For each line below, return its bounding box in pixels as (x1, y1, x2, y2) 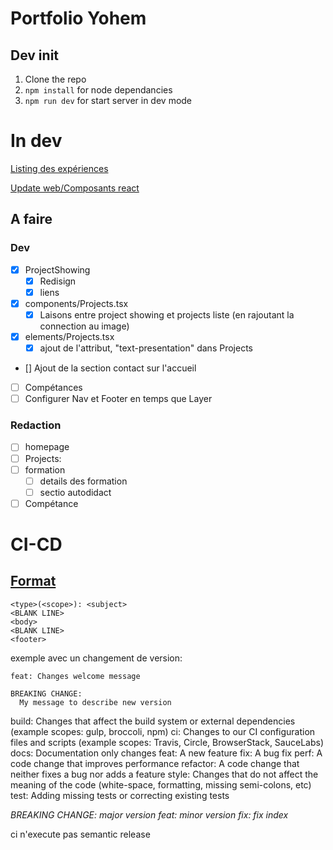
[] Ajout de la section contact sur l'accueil (24, 362, 197, 374)
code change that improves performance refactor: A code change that (10, 757, 300, 769)
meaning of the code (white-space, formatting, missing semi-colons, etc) (10, 778, 312, 791)
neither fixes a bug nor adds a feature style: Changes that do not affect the (10, 768, 319, 780)
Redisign (39, 275, 77, 287)
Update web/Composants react (10, 182, 140, 194)
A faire (10, 211, 53, 228)
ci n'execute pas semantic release (10, 828, 151, 840)
